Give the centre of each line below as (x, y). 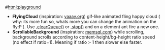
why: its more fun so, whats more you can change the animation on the (84, 22)
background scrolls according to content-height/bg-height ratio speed (83, 37)
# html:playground (23, 7)
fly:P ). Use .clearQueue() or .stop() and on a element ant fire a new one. (85, 27)
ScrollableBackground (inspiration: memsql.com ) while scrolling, (78, 32)
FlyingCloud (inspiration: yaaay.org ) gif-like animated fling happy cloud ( (86, 16)
